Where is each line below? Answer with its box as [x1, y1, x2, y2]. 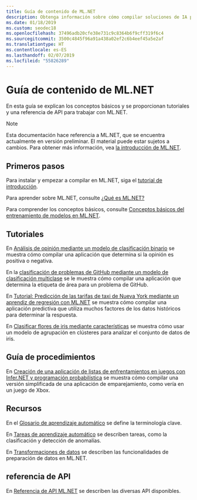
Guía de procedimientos [6, 352, 96, 362]
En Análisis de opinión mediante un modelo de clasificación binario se [6, 245, 175, 252]
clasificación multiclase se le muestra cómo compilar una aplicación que [6, 275, 181, 282]
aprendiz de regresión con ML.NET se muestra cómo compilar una [6, 299, 167, 306]
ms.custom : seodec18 [6, 25, 57, 31]
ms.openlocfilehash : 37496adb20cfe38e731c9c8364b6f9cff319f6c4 [6, 31, 164, 36]
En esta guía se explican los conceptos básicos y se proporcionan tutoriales [6, 102, 189, 109]
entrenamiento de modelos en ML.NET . [6, 212, 101, 219]
